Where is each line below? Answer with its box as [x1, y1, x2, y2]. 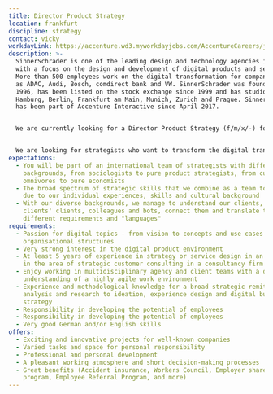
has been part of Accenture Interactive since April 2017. [15, 103, 220, 111]
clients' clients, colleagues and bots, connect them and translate [23, 207, 260, 216]
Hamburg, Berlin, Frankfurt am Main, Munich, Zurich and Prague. [15, 95, 242, 103]
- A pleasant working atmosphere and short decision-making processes [15, 358, 260, 366]
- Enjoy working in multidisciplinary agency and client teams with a [15, 268, 260, 276]
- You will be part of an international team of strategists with [15, 161, 245, 169]
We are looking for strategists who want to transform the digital [15, 147, 249, 155]
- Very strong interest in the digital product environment [15, 245, 223, 253]
